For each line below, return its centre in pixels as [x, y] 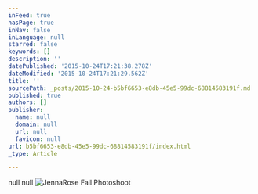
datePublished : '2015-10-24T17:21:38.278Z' [80, 66]
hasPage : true [31, 23]
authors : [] [27, 102]
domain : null [36, 124]
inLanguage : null [36, 37]
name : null [33, 117]
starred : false [33, 45]
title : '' [24, 81]
